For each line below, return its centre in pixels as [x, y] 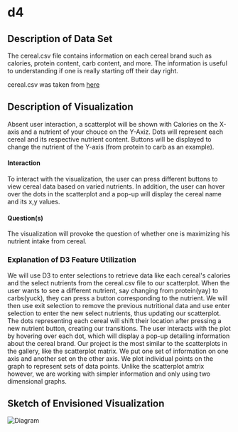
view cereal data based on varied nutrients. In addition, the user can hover [116, 186]
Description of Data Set [60, 39]
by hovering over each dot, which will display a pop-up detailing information [119, 336]
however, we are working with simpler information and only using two [109, 374]
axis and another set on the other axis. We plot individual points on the [110, 358]
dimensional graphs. [37, 381]
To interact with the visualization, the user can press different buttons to [113, 179]
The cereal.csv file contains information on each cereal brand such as [109, 56]
